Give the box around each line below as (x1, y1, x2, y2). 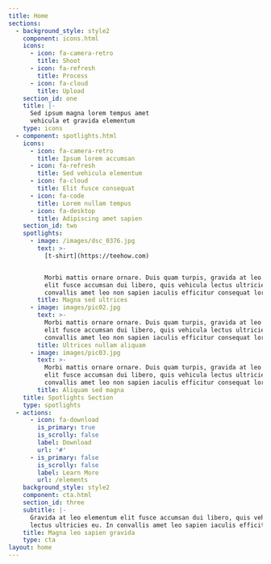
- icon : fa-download (29, 416, 99, 424)
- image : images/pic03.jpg (29, 349, 121, 357)
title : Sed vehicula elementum (37, 169, 143, 178)
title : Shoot (37, 57, 81, 65)
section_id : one (23, 94, 78, 102)
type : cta (23, 536, 56, 545)
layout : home (8, 544, 52, 552)
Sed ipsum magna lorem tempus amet (29, 110, 150, 118)
